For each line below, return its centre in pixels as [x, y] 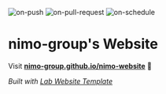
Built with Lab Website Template [60, 81]
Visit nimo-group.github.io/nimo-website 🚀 [80, 66]
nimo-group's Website [83, 44]
